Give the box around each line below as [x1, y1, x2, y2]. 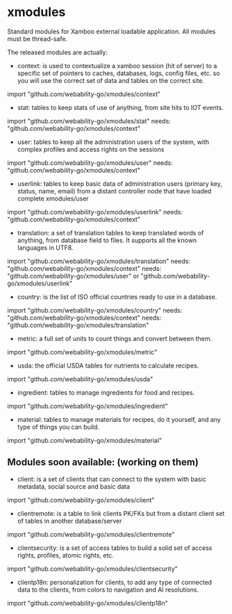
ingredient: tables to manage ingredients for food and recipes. [17, 388, 195, 397]
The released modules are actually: [7, 48, 108, 56]
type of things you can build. [17, 423, 99, 431]
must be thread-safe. [7, 34, 68, 42]
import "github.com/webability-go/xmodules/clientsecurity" [7, 565, 179, 573]
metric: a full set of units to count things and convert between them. [17, 334, 212, 343]
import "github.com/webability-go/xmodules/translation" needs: [7, 257, 191, 265]
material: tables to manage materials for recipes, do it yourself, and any [17, 415, 221, 423]
